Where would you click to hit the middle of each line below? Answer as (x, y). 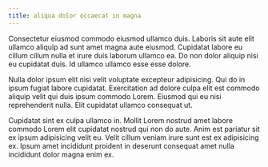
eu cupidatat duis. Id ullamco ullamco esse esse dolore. (100, 64)
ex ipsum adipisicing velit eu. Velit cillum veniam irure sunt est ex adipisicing (134, 137)
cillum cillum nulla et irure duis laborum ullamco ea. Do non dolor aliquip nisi (133, 55)
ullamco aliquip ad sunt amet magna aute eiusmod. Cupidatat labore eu (126, 47)
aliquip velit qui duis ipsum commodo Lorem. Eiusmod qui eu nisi (115, 96)
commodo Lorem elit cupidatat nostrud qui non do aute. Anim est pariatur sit (134, 129)
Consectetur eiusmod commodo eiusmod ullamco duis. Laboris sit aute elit (131, 38)
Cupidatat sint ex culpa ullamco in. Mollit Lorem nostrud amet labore (121, 120)
